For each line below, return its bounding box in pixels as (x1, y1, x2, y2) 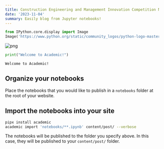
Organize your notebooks (5, 74, 84, 83)
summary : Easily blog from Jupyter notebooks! (5, 16, 102, 21)
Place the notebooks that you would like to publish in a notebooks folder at (5, 87, 154, 93)
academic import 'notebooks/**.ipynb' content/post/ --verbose (5, 124, 137, 129)
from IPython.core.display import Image (5, 30, 89, 35)
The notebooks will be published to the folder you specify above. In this (5, 133, 149, 139)
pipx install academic (5, 120, 51, 125)
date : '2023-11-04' (5, 12, 45, 17)
